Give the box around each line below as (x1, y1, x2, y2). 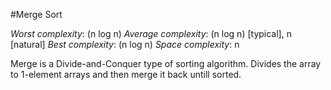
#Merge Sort (10, 9, 63, 20)
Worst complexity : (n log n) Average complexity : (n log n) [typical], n (10, 28, 292, 39)
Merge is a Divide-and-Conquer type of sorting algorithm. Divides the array (10, 58, 322, 69)
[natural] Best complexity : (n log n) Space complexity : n (10, 39, 240, 50)
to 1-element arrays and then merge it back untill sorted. (10, 69, 242, 80)
